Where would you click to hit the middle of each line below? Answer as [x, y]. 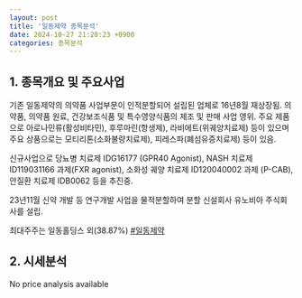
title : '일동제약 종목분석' [55, 26]
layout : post [34, 18]
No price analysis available [59, 284]
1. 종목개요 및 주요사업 [67, 82]
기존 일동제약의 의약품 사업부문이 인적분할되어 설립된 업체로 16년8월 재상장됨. [146, 106]
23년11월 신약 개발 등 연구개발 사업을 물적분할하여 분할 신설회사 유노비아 [137, 200]
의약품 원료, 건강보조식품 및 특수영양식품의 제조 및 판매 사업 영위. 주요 [151, 116]
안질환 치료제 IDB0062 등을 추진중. [71, 181]
